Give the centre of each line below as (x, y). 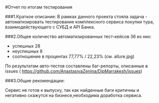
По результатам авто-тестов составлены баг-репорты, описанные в (77, 66)
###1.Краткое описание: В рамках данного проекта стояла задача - (76, 16)
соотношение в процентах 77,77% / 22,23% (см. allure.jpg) (73, 56)
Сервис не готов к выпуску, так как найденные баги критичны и (72, 90)
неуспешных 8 (27, 51)
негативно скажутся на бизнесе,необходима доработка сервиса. (74, 95)
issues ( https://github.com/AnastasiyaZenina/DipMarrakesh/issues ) (74, 71)
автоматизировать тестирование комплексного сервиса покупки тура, (79, 22)
